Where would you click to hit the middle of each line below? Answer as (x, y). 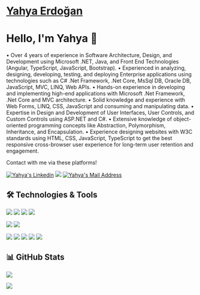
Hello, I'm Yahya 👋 (52, 39)
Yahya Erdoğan (45, 11)
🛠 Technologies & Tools (52, 194)
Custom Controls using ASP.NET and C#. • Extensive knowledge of (89, 119)
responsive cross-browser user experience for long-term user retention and (100, 145)
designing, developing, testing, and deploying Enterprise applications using (99, 75)
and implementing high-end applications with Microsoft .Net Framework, (96, 94)
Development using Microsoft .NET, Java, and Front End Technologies (93, 62)
